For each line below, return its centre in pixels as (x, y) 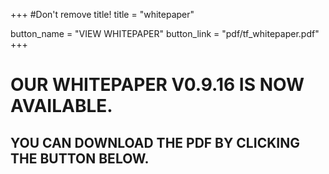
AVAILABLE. (61, 106)
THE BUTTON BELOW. (80, 158)
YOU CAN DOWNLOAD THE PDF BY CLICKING (155, 142)
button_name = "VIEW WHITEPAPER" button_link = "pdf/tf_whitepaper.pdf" (165, 33)
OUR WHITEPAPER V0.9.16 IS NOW (157, 85)
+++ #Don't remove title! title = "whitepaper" (102, 14)
